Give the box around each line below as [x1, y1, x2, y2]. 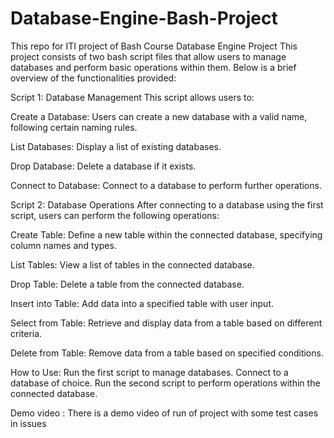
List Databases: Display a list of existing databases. [10, 140, 222, 152]
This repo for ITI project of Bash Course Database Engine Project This [10, 40, 298, 52]
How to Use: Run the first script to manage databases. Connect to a [10, 366, 289, 378]
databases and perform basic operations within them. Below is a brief [10, 61, 297, 73]
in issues [10, 417, 47, 429]
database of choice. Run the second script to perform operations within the [10, 377, 321, 389]
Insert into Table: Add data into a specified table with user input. [10, 297, 274, 309]
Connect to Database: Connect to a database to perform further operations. [10, 179, 322, 191]
